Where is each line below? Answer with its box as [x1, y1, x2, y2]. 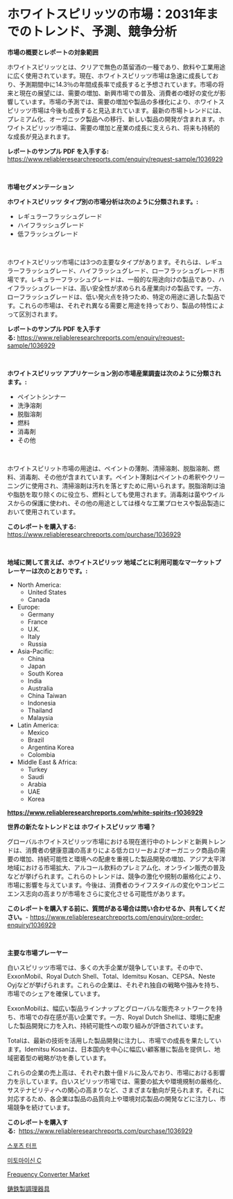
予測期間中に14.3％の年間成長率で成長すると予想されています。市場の [19, 80, 218, 88]
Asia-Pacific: [17, 647, 54, 655]
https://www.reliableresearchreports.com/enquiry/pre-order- [30, 913, 204, 921]
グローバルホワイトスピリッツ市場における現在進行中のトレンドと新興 [7, 837, 208, 845]
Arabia [27, 780, 47, 788]
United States [27, 588, 67, 596]
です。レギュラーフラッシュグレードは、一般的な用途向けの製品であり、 [12, 275, 219, 284]
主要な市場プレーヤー [7, 948, 68, 956]
